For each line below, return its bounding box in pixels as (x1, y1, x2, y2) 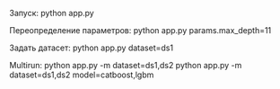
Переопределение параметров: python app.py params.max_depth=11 (9, 25, 272, 35)
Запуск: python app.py (9, 8, 94, 18)
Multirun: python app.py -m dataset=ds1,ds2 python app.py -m (9, 60, 242, 70)
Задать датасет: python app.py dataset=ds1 (9, 42, 173, 53)
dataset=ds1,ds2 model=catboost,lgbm (9, 69, 154, 80)
